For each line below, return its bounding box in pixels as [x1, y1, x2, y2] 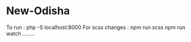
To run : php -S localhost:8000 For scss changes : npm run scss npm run [6, 24, 186, 31]
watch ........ [6, 30, 35, 37]
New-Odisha [6, 4, 70, 18]
